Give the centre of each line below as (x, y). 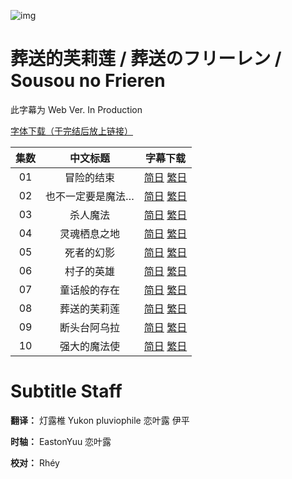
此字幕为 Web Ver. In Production (76, 109)
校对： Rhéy (35, 462)
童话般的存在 (89, 290)
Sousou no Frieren (88, 81)
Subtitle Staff (66, 391)
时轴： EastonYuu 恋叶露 (61, 441)
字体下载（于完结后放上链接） (71, 131)
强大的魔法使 (89, 346)
